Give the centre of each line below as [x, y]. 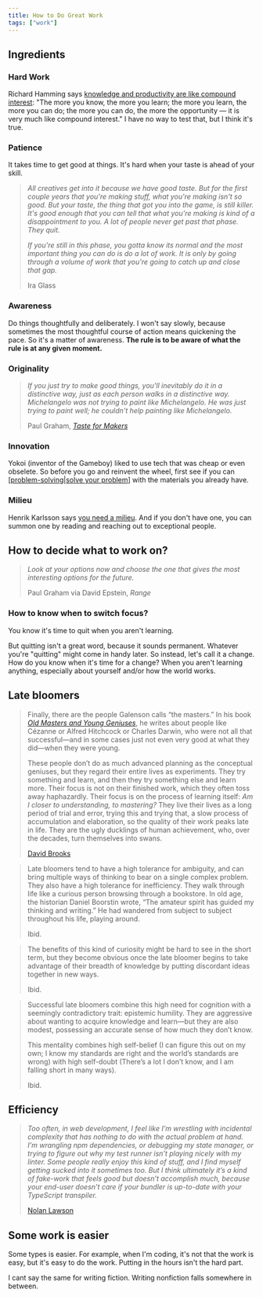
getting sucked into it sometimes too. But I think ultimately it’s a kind [137, 1171]
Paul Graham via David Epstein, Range [89, 593]
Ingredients [37, 55]
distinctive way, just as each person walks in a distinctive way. [128, 394]
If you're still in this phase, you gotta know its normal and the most [135, 245]
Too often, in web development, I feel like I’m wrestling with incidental [139, 1129]
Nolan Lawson [50, 1211]
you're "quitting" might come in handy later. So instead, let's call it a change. [131, 654]
